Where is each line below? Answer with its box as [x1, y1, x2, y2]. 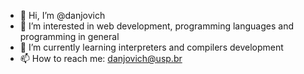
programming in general [19, 31, 120, 42]
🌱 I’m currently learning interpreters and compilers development [19, 41, 284, 53]
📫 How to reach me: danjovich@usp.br [19, 53, 183, 64]
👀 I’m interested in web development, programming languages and [19, 20, 294, 32]
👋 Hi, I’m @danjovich [19, 10, 106, 21]
